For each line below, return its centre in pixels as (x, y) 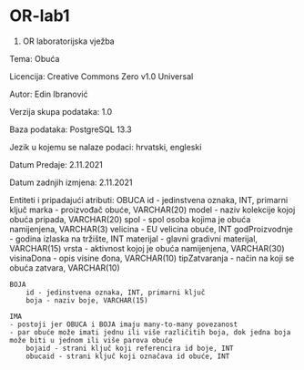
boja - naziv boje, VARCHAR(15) (87, 300)
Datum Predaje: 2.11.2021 (56, 164)
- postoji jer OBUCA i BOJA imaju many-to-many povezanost (124, 324)
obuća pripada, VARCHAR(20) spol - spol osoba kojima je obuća (130, 219)
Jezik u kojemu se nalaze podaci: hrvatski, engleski (106, 147)
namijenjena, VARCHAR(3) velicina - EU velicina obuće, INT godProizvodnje (151, 229)
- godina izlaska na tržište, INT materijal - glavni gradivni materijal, (133, 239)
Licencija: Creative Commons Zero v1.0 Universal (101, 76)
